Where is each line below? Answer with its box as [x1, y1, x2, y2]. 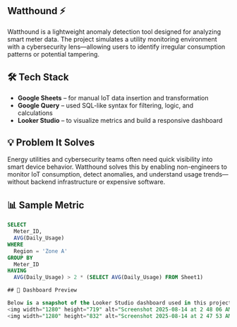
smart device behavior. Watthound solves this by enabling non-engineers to [7, 162, 228, 171]
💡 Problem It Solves [7, 136, 95, 149]
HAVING [7, 267, 27, 275]
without [7, 178, 30, 186]
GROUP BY [7, 254, 33, 261]
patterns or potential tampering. [7, 49, 100, 58]
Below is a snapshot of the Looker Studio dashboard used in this [7, 299, 207, 307]
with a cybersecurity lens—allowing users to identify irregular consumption [7, 42, 226, 51]
